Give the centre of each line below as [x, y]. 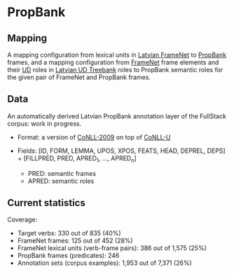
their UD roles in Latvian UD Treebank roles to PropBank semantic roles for [115, 70]
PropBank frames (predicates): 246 [68, 256]
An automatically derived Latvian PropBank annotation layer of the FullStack [117, 116]
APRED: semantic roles [61, 181]
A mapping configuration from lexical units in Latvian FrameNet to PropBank [117, 55]
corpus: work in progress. [44, 123]
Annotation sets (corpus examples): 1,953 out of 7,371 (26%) [105, 263]
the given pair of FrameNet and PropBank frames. [79, 77]
